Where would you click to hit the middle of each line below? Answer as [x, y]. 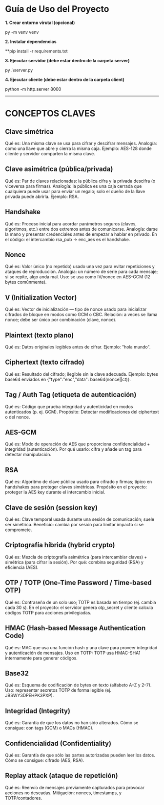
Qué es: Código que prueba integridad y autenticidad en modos [69, 406]
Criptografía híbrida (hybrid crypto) [60, 545]
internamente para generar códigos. [41, 658]
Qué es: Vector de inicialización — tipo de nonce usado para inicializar [76, 309]
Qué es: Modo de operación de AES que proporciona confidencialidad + [78, 444]
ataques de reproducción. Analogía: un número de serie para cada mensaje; [82, 272]
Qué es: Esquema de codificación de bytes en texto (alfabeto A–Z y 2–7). [78, 685]
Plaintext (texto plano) [40, 335]
